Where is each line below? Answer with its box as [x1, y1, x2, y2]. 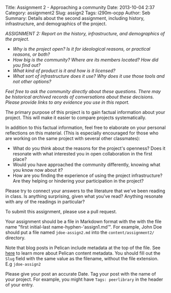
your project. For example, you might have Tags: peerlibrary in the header [5, 276, 163, 282]
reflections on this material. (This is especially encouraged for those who [5, 130, 159, 136]
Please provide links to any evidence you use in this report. [5, 99, 130, 105]
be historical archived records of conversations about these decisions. [5, 94, 154, 100]
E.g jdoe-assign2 [5, 261, 41, 267]
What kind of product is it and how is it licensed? [12, 67, 116, 74]
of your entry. [5, 282, 34, 288]
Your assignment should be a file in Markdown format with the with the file [5, 218, 162, 224]
